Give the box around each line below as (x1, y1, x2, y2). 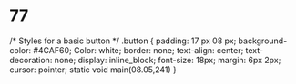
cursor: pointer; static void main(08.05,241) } (9, 64, 178, 75)
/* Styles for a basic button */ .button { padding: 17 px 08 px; (9, 35, 237, 46)
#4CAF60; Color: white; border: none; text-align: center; (33, 44, 244, 55)
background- (238, 35, 288, 46)
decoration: (9, 54, 53, 65)
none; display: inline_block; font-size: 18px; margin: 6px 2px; (54, 54, 281, 65)
